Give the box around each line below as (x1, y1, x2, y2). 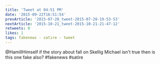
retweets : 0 (5, 26, 30, 31)
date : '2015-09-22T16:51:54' (5, 12, 66, 17)
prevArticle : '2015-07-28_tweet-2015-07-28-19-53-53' (5, 16, 120, 21)
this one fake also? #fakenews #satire (5, 54, 84, 60)
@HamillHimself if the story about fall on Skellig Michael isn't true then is (5, 48, 155, 55)
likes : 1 (5, 30, 24, 35)
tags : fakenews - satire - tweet (5, 35, 75, 40)
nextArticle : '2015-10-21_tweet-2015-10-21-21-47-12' (5, 21, 120, 26)
